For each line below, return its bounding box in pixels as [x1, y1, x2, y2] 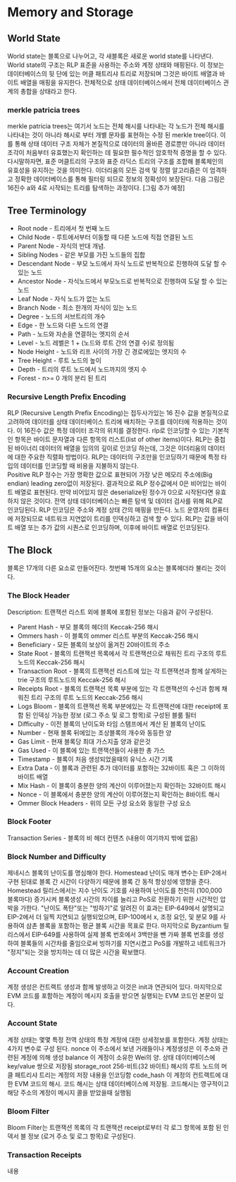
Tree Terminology [7, 204, 87, 216]
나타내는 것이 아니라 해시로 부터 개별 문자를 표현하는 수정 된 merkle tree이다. [7, 131, 219, 140]
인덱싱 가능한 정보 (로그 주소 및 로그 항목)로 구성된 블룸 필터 [32, 710, 197, 719]
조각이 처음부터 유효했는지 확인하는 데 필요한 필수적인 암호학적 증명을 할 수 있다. [7, 149, 228, 157]
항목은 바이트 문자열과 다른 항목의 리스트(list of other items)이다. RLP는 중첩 [14, 435, 226, 444]
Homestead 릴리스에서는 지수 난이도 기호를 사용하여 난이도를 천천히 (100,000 [7, 886, 223, 895]
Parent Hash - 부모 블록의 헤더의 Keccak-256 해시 [17, 622, 159, 631]
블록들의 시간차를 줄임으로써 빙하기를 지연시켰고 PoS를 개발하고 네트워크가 [20, 939, 226, 948]
